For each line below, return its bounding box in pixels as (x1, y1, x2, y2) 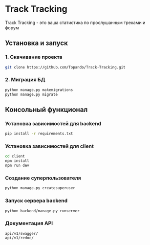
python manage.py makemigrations (5, 87, 73, 92)
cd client (5, 154, 25, 159)
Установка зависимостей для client (5, 143, 94, 150)
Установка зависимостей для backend (5, 120, 102, 127)
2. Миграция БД (5, 76, 45, 83)
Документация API (5, 220, 53, 227)
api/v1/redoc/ (5, 235, 34, 240)
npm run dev (5, 163, 29, 168)
